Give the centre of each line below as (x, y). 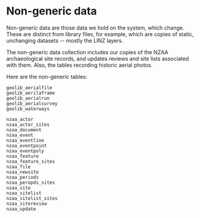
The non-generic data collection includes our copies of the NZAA (87, 52)
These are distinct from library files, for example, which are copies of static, (100, 34)
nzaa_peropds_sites (31, 182)
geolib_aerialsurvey (32, 104)
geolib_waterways (28, 109)
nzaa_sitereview (27, 204)
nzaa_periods (23, 177)
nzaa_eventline (25, 140)
